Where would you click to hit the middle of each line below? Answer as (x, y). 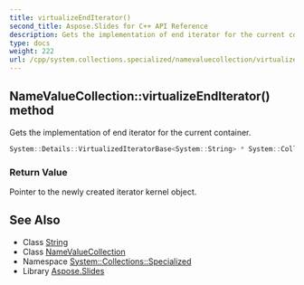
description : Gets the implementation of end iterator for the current (147, 34)
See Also (35, 220)
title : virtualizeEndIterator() (70, 18)
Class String (45, 242)
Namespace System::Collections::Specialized (107, 261)
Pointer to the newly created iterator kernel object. (103, 192)
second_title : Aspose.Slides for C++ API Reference (109, 26)
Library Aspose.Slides (63, 271)
